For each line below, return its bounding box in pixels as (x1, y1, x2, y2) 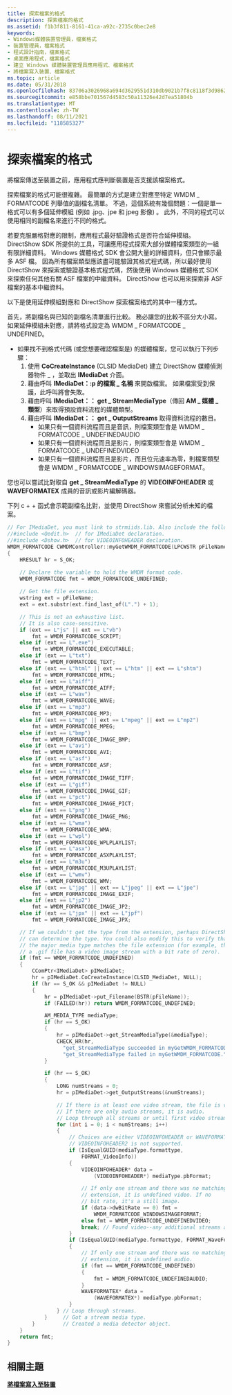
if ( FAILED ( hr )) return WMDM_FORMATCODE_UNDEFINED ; (43, 999, 196, 1007)
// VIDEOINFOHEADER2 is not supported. (68, 1141, 184, 1148)
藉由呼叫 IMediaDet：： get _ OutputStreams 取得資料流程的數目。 (27, 414, 220, 423)
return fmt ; (19, 1333, 54, 1340)
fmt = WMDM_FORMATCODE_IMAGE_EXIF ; (32, 890, 135, 897)
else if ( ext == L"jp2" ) (19, 897, 91, 904)
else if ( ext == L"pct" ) (19, 794, 91, 801)
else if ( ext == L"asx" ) (19, 845, 91, 852)
